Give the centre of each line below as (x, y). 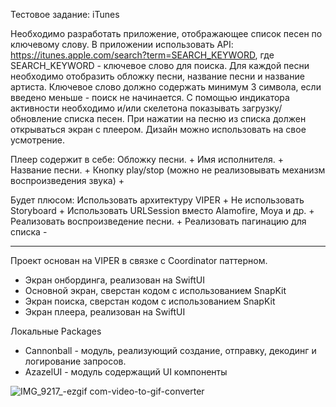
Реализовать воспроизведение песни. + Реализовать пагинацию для (158, 221)
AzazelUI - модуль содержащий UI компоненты (126, 372)
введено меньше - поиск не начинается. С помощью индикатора (150, 97)
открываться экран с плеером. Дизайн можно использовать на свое (158, 129)
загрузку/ (262, 108)
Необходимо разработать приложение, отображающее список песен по (166, 33)
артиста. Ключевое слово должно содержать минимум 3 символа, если (166, 87)
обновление (36, 118)
